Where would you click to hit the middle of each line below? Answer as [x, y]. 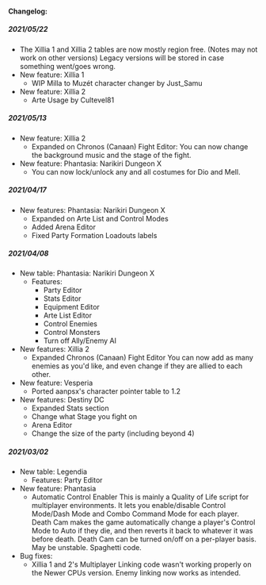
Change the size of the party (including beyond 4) [113, 433]
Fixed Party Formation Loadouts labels [94, 235]
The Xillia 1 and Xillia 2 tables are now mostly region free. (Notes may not [139, 49]
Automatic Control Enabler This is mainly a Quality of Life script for [140, 497]
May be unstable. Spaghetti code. [87, 548]
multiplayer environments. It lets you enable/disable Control [129, 506]
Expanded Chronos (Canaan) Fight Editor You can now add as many [142, 358]
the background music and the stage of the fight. [111, 155]
